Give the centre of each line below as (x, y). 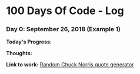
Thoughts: (19, 53)
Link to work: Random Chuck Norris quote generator (70, 65)
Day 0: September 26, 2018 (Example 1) (63, 29)
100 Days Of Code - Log (65, 11)
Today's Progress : (29, 42)
